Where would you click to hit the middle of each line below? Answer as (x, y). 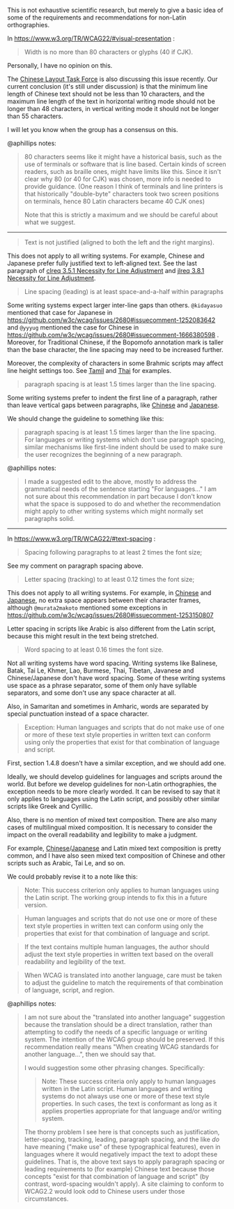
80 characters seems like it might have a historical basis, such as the (123, 157)
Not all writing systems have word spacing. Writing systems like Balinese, (112, 663)
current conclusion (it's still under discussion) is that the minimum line (108, 86)
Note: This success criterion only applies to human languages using (122, 890)
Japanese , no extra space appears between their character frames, (104, 600)
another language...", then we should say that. (90, 1054)
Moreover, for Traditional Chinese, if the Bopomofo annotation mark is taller (116, 342)
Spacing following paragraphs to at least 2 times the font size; (113, 552)
